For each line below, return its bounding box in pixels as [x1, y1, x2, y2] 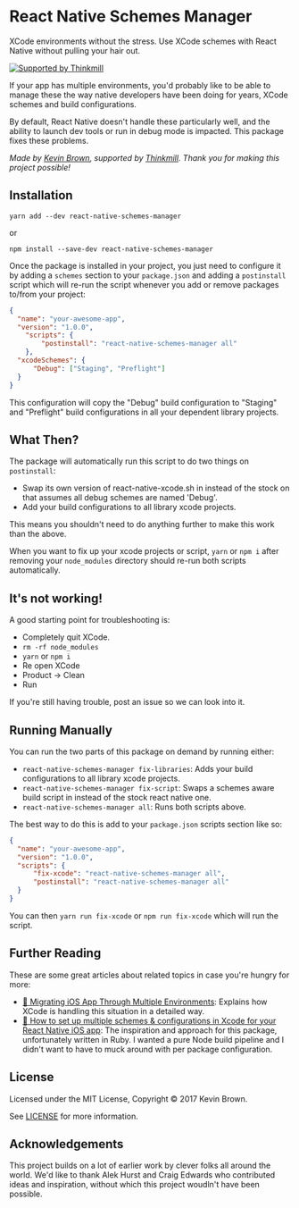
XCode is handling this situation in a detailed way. [21, 1005, 205, 1016]
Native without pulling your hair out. [9, 45, 141, 55]
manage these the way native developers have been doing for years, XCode [9, 89, 288, 100]
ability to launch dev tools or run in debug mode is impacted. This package [9, 125, 284, 136]
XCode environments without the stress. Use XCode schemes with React [9, 36, 277, 46]
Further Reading [9, 945, 102, 961]
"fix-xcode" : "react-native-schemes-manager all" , [32, 869, 226, 878]
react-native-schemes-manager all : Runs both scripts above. [21, 801, 247, 812]
